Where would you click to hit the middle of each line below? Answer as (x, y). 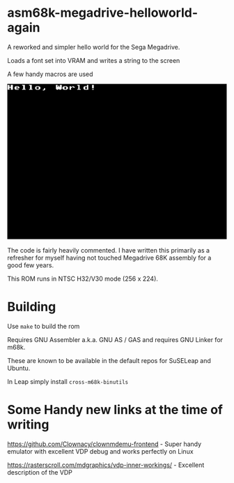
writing (28, 425)
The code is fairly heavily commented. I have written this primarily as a (109, 250)
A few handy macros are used (50, 74)
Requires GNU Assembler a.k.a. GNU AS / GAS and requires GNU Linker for (115, 339)
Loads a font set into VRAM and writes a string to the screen (94, 60)
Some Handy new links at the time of (115, 410)
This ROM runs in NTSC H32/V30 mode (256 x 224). (83, 278)
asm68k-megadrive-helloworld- (103, 13)
